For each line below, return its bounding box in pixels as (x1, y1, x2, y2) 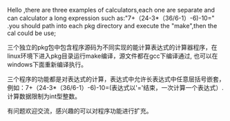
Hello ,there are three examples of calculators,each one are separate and (7, 6, 215, 14)
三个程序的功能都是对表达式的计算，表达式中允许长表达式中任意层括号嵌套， (7, 75, 225, 83)
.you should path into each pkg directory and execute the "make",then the (7, 22, 218, 30)
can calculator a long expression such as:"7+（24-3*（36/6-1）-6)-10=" (7, 14, 215, 22)
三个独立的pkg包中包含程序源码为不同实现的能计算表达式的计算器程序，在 (7, 43, 218, 51)
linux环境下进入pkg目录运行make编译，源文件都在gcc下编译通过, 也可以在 (7, 52, 218, 60)
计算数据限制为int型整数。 (7, 92, 82, 100)
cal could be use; (7, 29, 57, 37)
